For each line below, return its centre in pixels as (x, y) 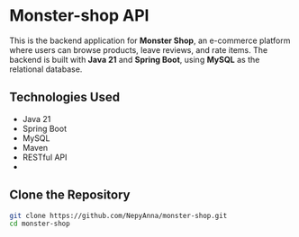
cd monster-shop (40, 224)
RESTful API (45, 157)
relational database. (46, 69)
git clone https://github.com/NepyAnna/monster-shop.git (118, 215)
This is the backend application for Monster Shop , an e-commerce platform (150, 40)
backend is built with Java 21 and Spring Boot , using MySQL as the (135, 59)
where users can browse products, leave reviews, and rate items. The (139, 49)
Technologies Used (64, 97)
